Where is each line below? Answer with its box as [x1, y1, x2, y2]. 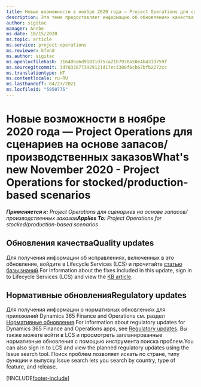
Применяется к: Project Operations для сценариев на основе [6, 208, 163, 215]
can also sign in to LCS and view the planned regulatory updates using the [6, 344, 190, 351]
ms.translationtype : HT [6, 70, 66, 76]
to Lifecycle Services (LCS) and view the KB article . [6, 273, 133, 280]
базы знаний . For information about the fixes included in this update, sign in [6, 266, 193, 274]
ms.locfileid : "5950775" [6, 87, 68, 93]
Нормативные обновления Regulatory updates [6, 290, 187, 300]
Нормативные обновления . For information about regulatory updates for [6, 319, 185, 326]
